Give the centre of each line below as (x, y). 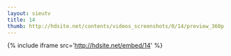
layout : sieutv (29, 13)
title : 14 (21, 20)
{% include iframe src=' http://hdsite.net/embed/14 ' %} (85, 46)
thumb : (17, 26)
